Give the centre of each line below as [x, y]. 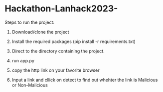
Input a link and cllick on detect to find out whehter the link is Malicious [85, 80]
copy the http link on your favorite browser [56, 70]
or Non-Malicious [30, 85]
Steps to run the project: [30, 22]
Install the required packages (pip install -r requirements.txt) [74, 41]
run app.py [23, 60]
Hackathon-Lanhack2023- [61, 9]
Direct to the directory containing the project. [58, 51]
